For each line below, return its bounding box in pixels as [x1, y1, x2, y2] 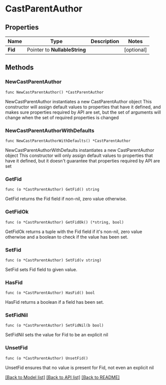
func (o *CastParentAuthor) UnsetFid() [5, 355, 88, 361]
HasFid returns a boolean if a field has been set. [5, 299, 104, 305]
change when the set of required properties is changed [5, 114, 119, 120]
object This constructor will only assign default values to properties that [5, 152, 153, 158]
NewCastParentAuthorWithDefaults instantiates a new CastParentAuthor [5, 147, 154, 153]
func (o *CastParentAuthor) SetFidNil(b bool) [5, 323, 104, 328]
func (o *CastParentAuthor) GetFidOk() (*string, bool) [5, 220, 124, 225]
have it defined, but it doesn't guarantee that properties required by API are [5, 157, 160, 163]
